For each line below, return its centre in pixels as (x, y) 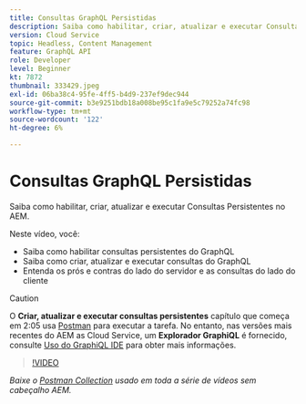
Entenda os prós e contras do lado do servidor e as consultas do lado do (159, 271)
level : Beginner (40, 69)
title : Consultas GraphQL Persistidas (83, 18)
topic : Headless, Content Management (81, 43)
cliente (35, 280)
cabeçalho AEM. (41, 389)
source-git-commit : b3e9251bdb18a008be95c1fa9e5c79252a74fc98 (130, 103)
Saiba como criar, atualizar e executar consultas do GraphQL (137, 261)
